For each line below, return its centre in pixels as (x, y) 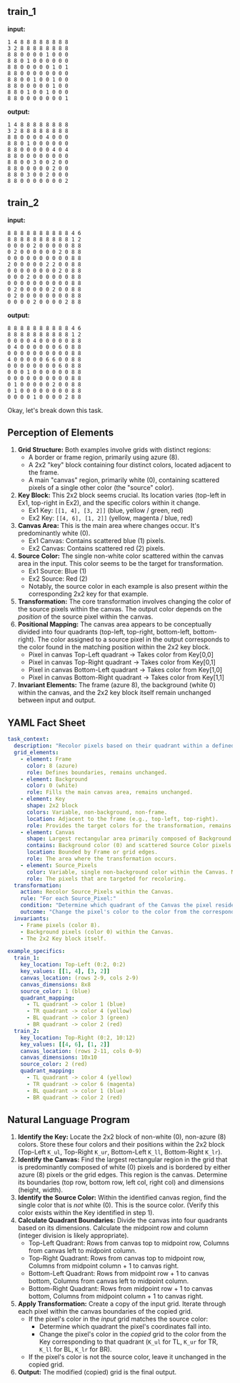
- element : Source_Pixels (59, 865)
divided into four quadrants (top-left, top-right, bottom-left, (104, 632)
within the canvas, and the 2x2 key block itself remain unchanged (114, 693)
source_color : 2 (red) (54, 1064)
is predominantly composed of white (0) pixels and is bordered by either (124, 1167)
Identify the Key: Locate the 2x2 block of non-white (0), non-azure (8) (122, 1137)
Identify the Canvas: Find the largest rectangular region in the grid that (122, 1159)
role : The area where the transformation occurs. (101, 859)
